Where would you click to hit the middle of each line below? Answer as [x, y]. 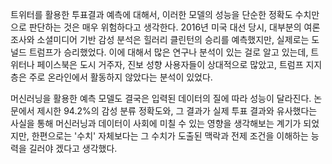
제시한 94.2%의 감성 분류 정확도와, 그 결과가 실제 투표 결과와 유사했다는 [177, 111]
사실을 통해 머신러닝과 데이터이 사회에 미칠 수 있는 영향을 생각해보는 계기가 [156, 123]
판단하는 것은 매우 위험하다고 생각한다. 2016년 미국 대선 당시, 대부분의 [165, 27]
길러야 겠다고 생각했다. [73, 148]
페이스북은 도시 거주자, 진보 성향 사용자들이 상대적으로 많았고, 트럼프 [170, 64]
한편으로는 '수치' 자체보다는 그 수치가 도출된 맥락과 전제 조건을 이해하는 [170, 136]
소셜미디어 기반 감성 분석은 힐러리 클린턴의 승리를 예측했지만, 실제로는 [173, 39]
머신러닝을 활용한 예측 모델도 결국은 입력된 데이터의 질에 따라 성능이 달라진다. [161, 98]
